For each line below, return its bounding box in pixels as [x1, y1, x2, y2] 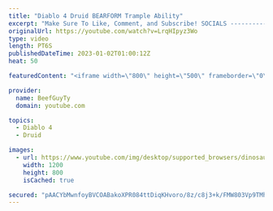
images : [8, 146, 35, 154]
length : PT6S [8, 42, 53, 50]
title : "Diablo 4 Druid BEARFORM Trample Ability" [8, 11, 184, 20]
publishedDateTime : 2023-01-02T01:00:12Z [8, 50, 151, 58]
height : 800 [23, 168, 63, 177]
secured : [8, 191, 38, 199]
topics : [8, 116, 35, 124]
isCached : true [23, 176, 75, 184]
